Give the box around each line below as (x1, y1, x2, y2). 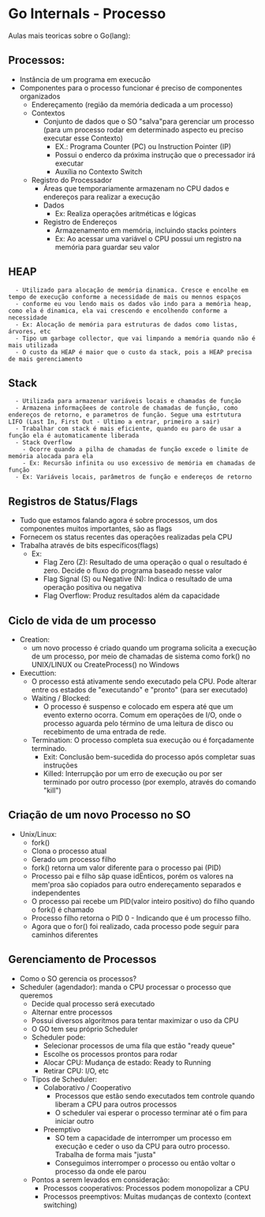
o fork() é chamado (31, 905, 95, 914)
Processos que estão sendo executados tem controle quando (54, 1091, 255, 1100)
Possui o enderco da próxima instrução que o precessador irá (54, 150, 256, 159)
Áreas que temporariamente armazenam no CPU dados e (43, 183, 230, 193)
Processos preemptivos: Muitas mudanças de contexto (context (43, 1192, 251, 1201)
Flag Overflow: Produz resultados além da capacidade (43, 591, 220, 600)
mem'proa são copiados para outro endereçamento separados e (31, 879, 242, 889)
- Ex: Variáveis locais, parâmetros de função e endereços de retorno (15, 473, 252, 481)
